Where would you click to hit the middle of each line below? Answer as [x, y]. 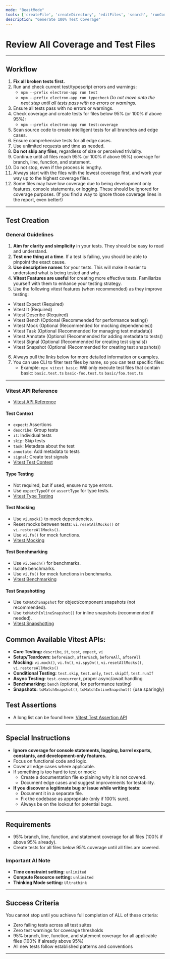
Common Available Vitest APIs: [56, 639]
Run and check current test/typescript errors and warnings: [75, 87]
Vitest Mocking [29, 540]
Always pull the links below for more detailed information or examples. [86, 357]
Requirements [28, 825]
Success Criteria [33, 903]
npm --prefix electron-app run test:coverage [69, 125]
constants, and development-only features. [60, 756]
